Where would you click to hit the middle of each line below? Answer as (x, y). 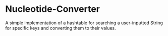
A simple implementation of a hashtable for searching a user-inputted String (84, 23)
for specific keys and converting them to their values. (61, 28)
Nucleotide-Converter (52, 9)
